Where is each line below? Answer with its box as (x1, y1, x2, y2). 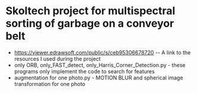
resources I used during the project (14, 55, 101, 62)
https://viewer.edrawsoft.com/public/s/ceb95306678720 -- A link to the (14, 49, 191, 56)
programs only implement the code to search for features (14, 68, 155, 75)
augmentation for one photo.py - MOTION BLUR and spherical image (14, 74, 183, 81)
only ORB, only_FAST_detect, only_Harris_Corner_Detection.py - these (14, 61, 186, 69)
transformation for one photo (14, 80, 86, 87)
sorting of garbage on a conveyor (5, 17, 174, 30)
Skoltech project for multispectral (5, 4, 176, 18)
